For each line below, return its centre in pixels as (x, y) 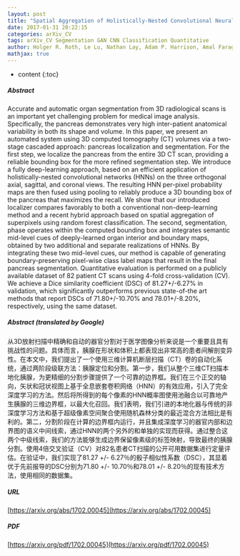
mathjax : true (29, 54)
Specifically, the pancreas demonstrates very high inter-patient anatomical (117, 124)
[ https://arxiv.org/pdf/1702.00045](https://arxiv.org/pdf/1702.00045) (108, 545)
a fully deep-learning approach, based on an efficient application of (107, 169)
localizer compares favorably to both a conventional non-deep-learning (112, 207)
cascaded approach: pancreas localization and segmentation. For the (127, 147)
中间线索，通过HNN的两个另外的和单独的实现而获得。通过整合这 (133, 430)
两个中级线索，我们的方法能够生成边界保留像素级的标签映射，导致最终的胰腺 (120, 440)
